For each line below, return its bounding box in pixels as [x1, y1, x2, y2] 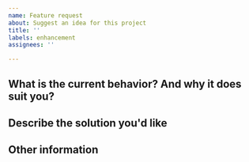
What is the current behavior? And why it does [8, 77, 242, 91]
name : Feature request [8, 11, 83, 20]
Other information [8, 143, 99, 156]
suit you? [8, 89, 55, 103]
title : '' [8, 26, 41, 34]
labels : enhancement [8, 33, 77, 42]
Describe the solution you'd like [8, 116, 168, 130]
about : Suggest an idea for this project [8, 19, 147, 27]
